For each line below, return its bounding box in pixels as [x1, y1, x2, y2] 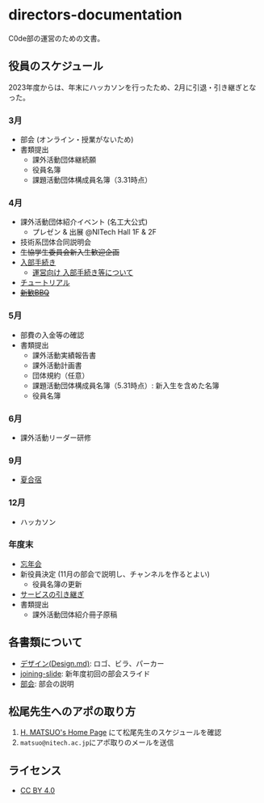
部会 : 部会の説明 [19, 678, 74, 688]
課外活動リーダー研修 [19, 433, 91, 442]
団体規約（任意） [31, 370, 90, 380]
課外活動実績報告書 [31, 350, 97, 360]
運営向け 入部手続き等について [31, 268, 134, 277]
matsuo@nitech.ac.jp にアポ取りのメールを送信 [19, 737, 174, 747]
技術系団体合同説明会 [19, 237, 91, 247]
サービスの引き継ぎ [19, 589, 85, 599]
